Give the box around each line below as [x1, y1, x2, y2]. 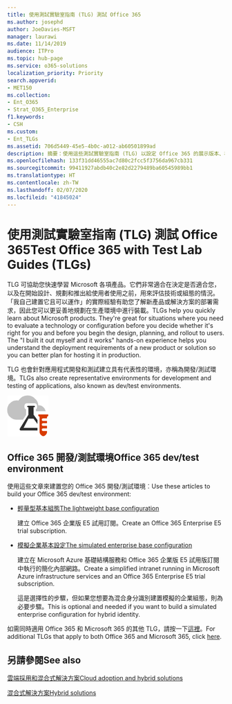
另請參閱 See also [7, 654, 81, 666]
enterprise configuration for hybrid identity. [17, 610, 140, 619]
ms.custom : [7, 128, 39, 135]
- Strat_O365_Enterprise [7, 106, 79, 114]
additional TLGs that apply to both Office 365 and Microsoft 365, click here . [7, 633, 222, 641]
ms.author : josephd [7, 18, 64, 26]
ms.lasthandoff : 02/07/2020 [7, 186, 88, 193]
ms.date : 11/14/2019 [7, 40, 67, 48]
